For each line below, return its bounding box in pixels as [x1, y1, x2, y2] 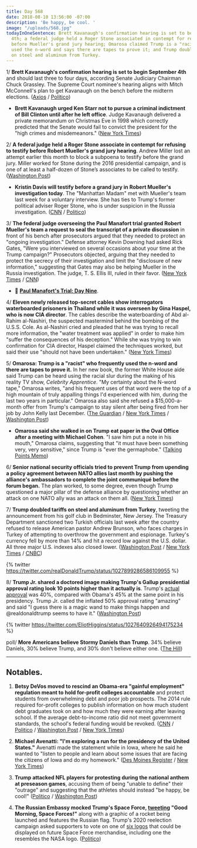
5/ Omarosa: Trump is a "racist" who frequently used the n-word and [6, 359, 178, 367]
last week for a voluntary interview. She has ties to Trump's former [14, 196, 175, 203]
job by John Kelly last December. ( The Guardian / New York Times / [6, 409, 169, 416]
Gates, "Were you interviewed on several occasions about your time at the [6, 245, 186, 252]
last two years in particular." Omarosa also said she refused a [6, 397, 154, 404]
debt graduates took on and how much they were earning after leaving [14, 708, 185, 715]
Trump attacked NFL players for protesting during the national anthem [14, 774, 189, 781]
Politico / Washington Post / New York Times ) [14, 727, 125, 734]
